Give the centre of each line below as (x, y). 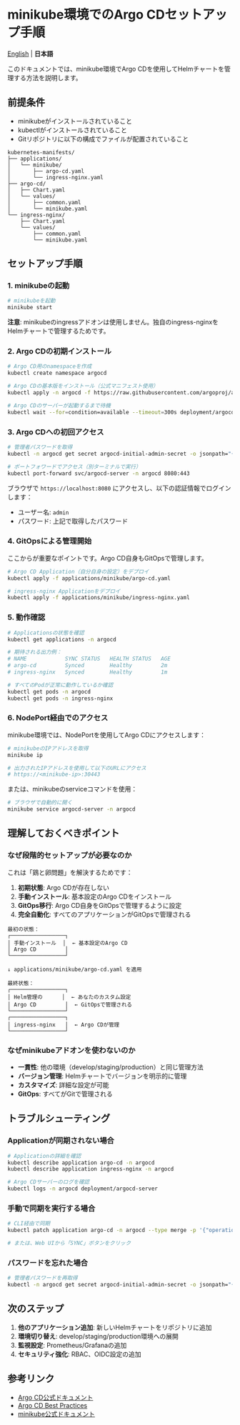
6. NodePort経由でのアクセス (58, 718)
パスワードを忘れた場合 (47, 1263)
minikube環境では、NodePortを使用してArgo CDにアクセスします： (106, 735)
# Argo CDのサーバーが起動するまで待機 (59, 405)
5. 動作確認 (26, 617)
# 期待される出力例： (35, 652)
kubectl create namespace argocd (57, 373)
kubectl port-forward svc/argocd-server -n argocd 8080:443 (99, 473)
